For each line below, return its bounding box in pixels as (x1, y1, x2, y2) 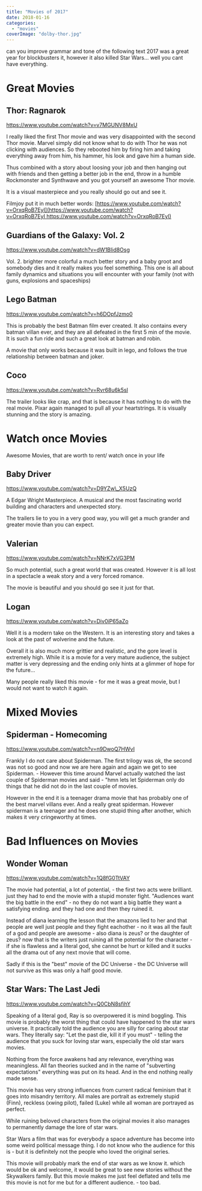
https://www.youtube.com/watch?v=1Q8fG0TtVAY (6, 874, 130, 881)
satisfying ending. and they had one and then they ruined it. (6, 905, 154, 912)
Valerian (6, 538, 38, 549)
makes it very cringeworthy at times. (6, 813, 97, 820)
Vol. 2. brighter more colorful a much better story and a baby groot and (6, 257, 182, 265)
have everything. (6, 61, 48, 68)
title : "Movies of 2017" (6, 8, 69, 15)
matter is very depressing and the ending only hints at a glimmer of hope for (6, 660, 195, 667)
